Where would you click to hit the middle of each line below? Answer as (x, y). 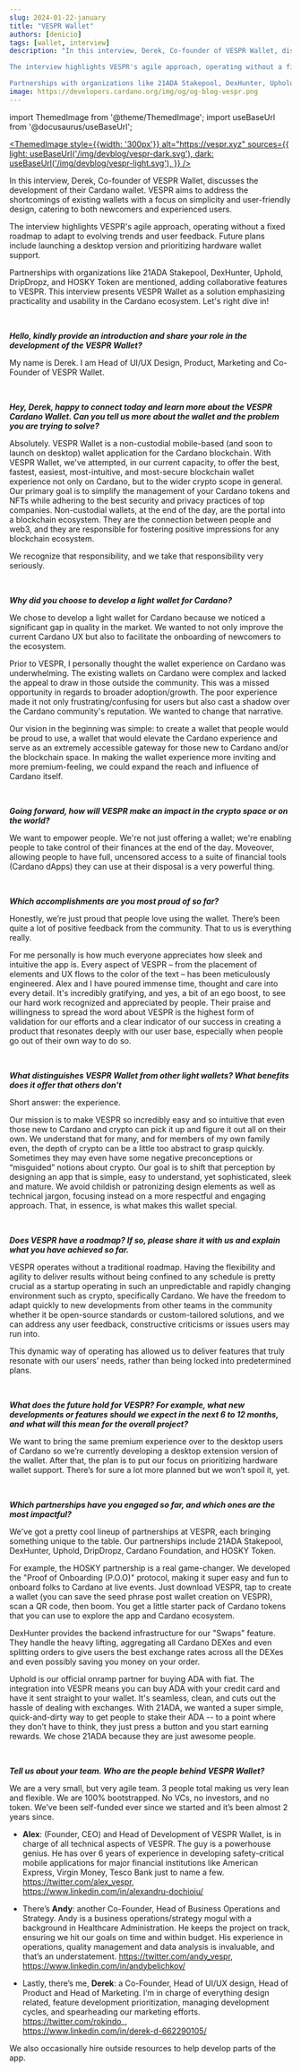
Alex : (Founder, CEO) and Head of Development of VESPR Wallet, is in (152, 1834)
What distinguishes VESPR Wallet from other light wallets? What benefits (149, 1075)
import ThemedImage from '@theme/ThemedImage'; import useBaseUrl (142, 117)
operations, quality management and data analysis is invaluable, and (148, 1946)
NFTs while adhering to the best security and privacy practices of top (138, 500)
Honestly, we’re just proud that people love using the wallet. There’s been (145, 918)
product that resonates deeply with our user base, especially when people (146, 1031)
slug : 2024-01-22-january (57, 17)
